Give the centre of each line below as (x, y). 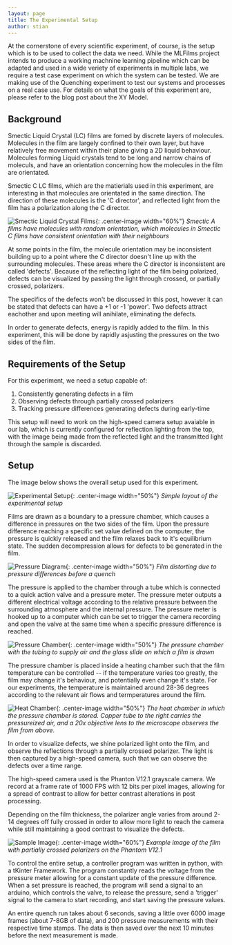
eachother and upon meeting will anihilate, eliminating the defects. (103, 314)
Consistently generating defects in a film (75, 394)
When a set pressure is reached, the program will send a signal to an (105, 885)
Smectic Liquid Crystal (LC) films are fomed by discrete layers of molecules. (116, 136)
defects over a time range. (45, 765)
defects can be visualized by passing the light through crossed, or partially (114, 279)
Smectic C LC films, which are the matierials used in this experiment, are (111, 186)
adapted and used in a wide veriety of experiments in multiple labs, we (108, 68)
